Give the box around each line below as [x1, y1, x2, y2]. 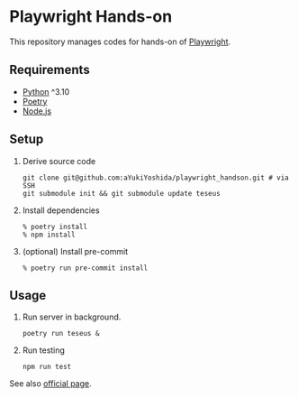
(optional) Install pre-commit [22, 245, 129, 256]
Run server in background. [22, 311, 122, 322]
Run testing [22, 345, 66, 356]
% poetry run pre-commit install [22, 264, 149, 273]
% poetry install [22, 222, 88, 231]
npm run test [22, 363, 72, 372]
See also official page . [9, 378, 92, 389]
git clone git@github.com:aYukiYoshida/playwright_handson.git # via [22, 173, 290, 182]
